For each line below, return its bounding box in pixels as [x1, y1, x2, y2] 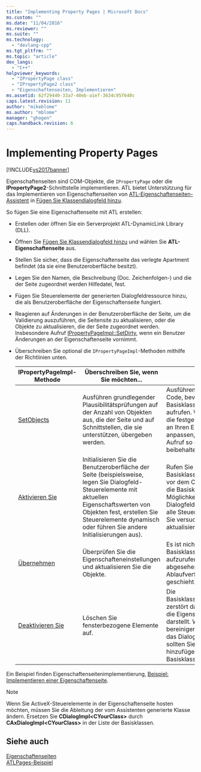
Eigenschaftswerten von [82, 501, 151, 509]
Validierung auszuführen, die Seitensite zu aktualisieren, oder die [14, 316, 175, 324]
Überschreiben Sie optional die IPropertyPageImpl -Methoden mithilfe [14, 348, 185, 355]
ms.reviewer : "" [6, 25, 47, 32]
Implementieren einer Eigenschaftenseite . [6, 677, 109, 684]
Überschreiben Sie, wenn [84, 368, 159, 376]
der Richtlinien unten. [14, 354, 68, 361]
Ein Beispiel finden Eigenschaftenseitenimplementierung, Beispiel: [6, 671, 169, 678]
